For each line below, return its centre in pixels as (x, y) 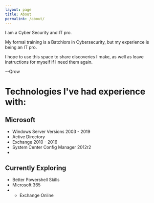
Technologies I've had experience (75, 91)
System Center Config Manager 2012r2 (52, 147)
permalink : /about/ (25, 19)
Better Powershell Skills (36, 180)
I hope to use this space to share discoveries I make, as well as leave (75, 57)
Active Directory (29, 137)
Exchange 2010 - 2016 (35, 142)
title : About (18, 14)
